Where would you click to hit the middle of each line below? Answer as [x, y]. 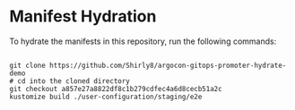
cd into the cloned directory [74, 81]
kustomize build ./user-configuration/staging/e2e [106, 97]
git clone [28, 65]
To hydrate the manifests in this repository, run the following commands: [143, 41]
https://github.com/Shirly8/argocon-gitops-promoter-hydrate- [168, 65]
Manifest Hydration [83, 17]
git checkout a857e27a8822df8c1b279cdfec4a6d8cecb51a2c [116, 89]
